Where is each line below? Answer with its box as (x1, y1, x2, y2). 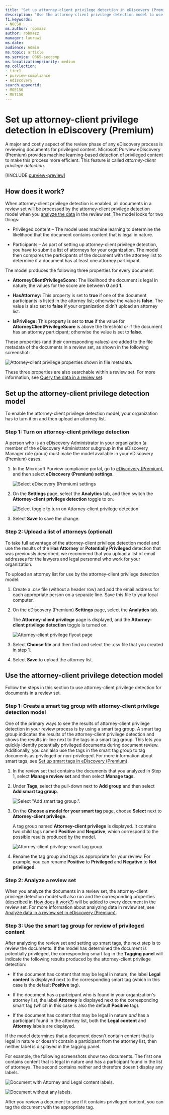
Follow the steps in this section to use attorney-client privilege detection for (5, 685, 162, 691)
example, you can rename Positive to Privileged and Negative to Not (12, 858, 157, 864)
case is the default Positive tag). (12, 982, 80, 988)
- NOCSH (5, 21, 22, 27)
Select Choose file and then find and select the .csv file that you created (12, 641, 163, 647)
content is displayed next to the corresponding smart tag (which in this (12, 977, 160, 983)
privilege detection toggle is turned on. (26, 622, 108, 628)
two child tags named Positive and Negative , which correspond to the (12, 828, 159, 834)
